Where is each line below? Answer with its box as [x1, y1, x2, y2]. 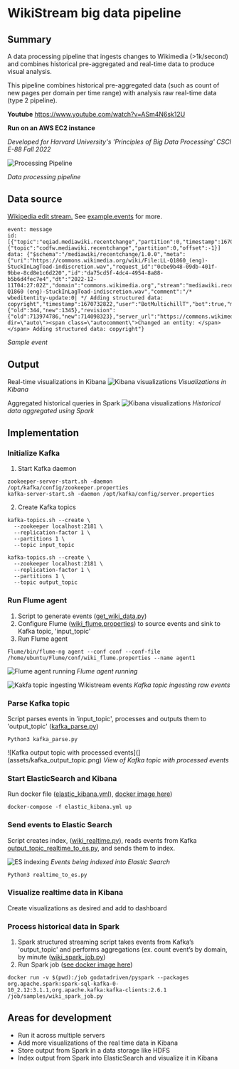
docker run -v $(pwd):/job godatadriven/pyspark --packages [7, 974, 190, 982]
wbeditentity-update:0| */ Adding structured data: [7, 294, 164, 302]
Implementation [7, 427, 80, 439]
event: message [7, 225, 53, 233]
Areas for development [7, 1012, 112, 1024]
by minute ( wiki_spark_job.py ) [17, 953, 106, 962]
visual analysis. [7, 68, 52, 75]
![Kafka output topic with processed [7, 748, 112, 757]
